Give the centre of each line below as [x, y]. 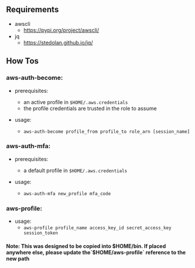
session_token [41, 233]
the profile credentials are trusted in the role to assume [90, 108]
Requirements [32, 10]
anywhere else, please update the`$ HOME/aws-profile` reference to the [96, 252]
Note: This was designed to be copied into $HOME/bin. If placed [86, 246]
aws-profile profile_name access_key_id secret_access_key [97, 228]
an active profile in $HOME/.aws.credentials [76, 102]
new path [18, 259]
